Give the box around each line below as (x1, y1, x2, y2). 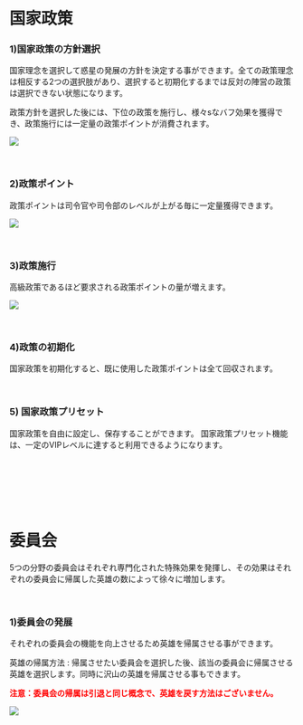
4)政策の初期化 (9, 341, 75, 353)
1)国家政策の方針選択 (9, 43, 101, 55)
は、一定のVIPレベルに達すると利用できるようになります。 (9, 439, 228, 450)
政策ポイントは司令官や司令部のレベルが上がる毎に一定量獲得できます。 (9, 200, 279, 211)
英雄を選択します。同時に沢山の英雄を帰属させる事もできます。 (9, 668, 246, 679)
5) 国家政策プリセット (9, 405, 105, 418)
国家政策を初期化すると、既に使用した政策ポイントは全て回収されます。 (9, 363, 279, 374)
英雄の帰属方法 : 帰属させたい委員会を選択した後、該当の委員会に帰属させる (9, 657, 294, 668)
